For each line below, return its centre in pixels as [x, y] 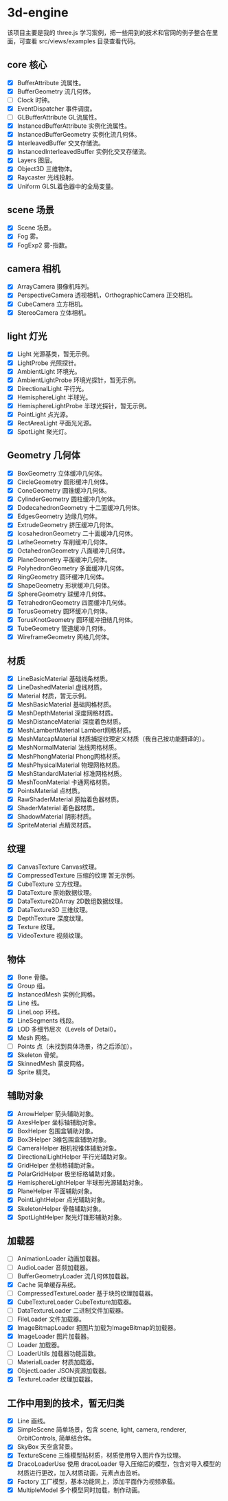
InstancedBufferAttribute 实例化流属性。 [74, 126]
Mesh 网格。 [35, 1037]
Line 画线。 [33, 1421]
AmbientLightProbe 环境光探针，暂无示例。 [78, 380]
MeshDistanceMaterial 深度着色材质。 [71, 722]
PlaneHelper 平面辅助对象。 [56, 1191]
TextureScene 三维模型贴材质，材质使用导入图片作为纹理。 [101, 1456]
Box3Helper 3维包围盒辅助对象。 [64, 1139]
